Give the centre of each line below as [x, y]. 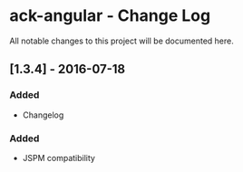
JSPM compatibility [58, 158]
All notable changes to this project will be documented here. [121, 41]
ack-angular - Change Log [110, 16]
